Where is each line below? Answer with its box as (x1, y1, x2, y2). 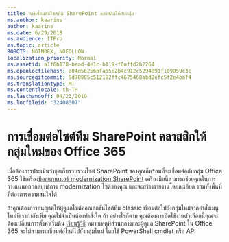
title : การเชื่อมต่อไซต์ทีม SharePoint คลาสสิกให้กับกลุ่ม (7, 10, 135, 17)
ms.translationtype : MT (7, 80, 75, 87)
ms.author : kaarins (7, 16, 63, 23)
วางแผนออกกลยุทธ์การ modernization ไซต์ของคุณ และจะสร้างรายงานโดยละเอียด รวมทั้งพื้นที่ (7, 182, 223, 191)
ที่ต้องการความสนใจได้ (7, 190, 57, 198)
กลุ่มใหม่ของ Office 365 (7, 144, 126, 160)
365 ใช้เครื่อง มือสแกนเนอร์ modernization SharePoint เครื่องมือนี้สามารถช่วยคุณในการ (7, 174, 216, 182)
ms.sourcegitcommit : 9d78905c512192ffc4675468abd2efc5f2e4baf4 (7, 73, 192, 81)
